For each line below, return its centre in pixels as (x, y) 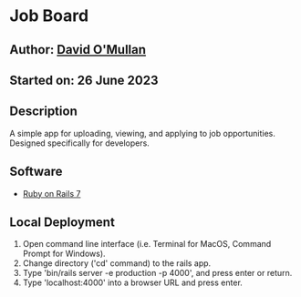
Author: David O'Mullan (78, 50)
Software (36, 172)
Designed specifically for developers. (80, 143)
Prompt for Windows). (64, 254)
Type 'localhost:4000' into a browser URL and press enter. (133, 282)
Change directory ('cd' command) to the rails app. (117, 263)
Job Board (49, 16)
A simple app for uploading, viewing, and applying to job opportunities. (143, 133)
